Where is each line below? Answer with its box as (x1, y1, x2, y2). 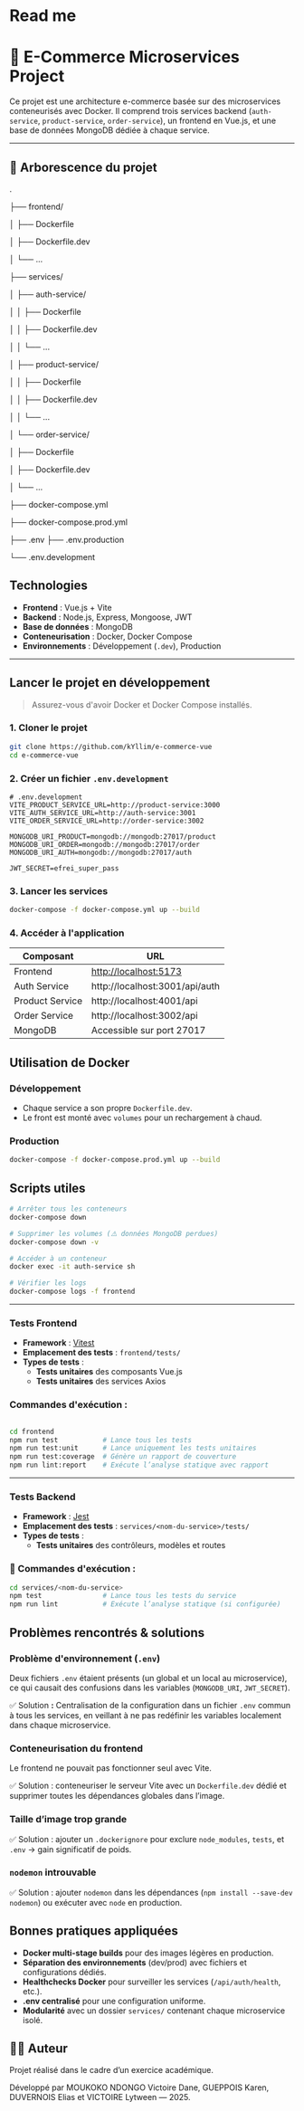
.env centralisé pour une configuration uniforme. (22, 1995, 206, 2006)
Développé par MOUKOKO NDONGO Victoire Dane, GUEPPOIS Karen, (9, 2082, 270, 2093)
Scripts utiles (9, 1180, 86, 1195)
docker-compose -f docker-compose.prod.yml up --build (9, 1155, 221, 1165)
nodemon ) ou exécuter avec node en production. (9, 1897, 183, 1907)
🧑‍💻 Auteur (9, 2041, 68, 2057)
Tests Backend (9, 1490, 76, 1503)
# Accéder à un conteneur (9, 1254, 107, 1263)
